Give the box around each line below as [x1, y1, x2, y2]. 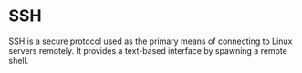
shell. [8, 55, 29, 66]
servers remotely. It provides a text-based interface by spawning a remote [8, 45, 288, 56]
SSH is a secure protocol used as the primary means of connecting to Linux [8, 36, 293, 47]
